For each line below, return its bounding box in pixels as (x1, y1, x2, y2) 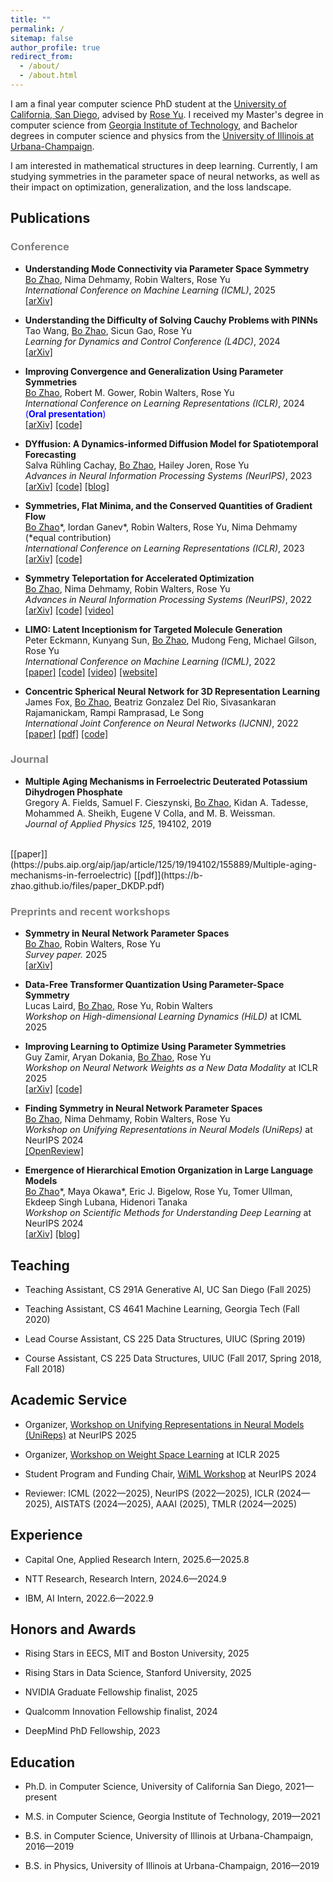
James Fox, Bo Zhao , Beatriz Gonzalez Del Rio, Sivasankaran (24, 696, 277, 708)
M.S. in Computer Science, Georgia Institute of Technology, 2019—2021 (24, 1811, 321, 1823)
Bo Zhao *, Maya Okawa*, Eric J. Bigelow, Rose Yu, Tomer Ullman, (24, 1186, 293, 1198)
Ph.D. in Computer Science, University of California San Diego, (24, 1781, 283, 1793)
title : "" (10, 14, 52, 25)
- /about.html (19, 71, 78, 81)
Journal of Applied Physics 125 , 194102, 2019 (24, 817, 212, 830)
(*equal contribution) (24, 531, 112, 543)
